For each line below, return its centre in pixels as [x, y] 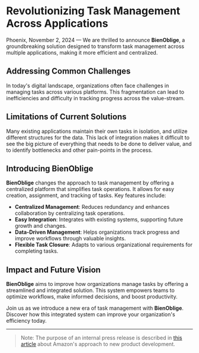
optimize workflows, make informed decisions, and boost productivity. [92, 297]
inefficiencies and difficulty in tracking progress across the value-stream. [96, 98]
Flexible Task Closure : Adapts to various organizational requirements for [103, 245]
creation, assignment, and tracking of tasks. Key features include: [86, 195]
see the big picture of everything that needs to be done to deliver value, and [99, 144]
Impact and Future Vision [53, 270]
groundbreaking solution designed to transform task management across [95, 46]
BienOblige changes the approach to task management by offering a [90, 183]
